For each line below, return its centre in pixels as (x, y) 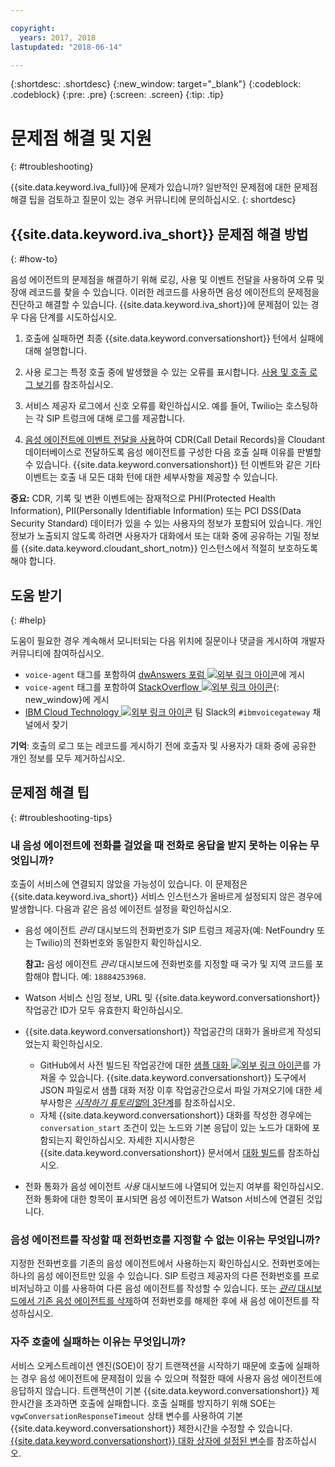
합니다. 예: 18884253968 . (99, 977)
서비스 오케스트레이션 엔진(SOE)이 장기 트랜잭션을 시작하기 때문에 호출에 (152, 1365)
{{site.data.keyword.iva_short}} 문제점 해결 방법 (159, 234)
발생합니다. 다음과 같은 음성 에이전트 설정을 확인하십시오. (121, 909)
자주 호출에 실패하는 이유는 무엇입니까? (98, 1342)
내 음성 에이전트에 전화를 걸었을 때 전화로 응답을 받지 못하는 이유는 (159, 845)
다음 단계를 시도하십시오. (69, 317)
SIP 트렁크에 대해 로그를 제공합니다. (116, 418)
